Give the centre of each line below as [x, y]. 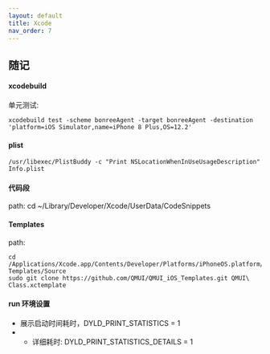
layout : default [35, 16]
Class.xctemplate [37, 285]
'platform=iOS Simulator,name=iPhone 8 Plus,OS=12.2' [100, 127]
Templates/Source [37, 271]
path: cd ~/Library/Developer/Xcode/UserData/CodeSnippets [110, 206]
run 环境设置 [29, 304]
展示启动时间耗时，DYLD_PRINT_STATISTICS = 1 [100, 323]
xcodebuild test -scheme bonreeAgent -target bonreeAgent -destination [131, 120]
